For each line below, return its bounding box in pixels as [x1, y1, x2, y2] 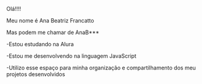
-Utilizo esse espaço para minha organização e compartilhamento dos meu [6, 64, 196, 71]
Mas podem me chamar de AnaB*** [6, 29, 100, 36]
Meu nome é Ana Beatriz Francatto [6, 17, 94, 24]
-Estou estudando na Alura [6, 41, 74, 47]
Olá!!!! [6, 5, 21, 12]
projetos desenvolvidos [6, 71, 65, 78]
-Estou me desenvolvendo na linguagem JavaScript [6, 52, 137, 60]
